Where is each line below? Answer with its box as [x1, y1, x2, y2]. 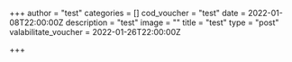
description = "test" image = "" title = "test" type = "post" [65, 17, 279, 28]
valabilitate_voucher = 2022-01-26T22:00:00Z [9, 27, 182, 37]
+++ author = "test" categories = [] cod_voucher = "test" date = [9, 8, 246, 18]
